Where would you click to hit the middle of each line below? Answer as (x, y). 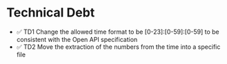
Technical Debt (51, 13)
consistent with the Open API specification (77, 39)
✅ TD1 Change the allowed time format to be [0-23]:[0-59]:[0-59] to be (118, 32)
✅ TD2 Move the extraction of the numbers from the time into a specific (118, 47)
